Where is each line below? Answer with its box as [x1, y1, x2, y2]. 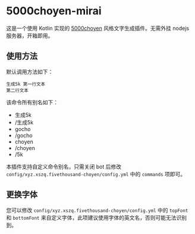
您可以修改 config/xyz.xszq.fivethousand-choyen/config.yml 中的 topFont [6, 207, 188, 214]
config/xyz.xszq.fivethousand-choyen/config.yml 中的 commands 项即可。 [6, 170, 186, 177]
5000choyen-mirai [6, 4, 102, 18]
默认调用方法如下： [6, 68, 54, 75]
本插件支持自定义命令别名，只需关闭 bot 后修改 [6, 163, 122, 170]
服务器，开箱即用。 [6, 32, 54, 39]
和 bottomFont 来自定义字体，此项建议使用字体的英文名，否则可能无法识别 [6, 214, 187, 221]
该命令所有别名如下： [6, 98, 58, 105]
